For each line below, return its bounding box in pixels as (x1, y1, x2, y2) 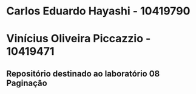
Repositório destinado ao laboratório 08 (6, 68, 160, 79)
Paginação (6, 78, 47, 88)
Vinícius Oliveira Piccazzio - (6, 32, 151, 46)
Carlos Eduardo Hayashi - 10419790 (6, 4, 191, 18)
